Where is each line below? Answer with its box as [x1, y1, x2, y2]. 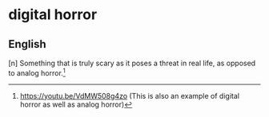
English [8, 37, 46, 51]
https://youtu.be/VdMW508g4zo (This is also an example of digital [19, 91, 240, 100]
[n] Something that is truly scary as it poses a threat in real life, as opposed [8, 58, 256, 68]
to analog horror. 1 [8, 67, 66, 77]
